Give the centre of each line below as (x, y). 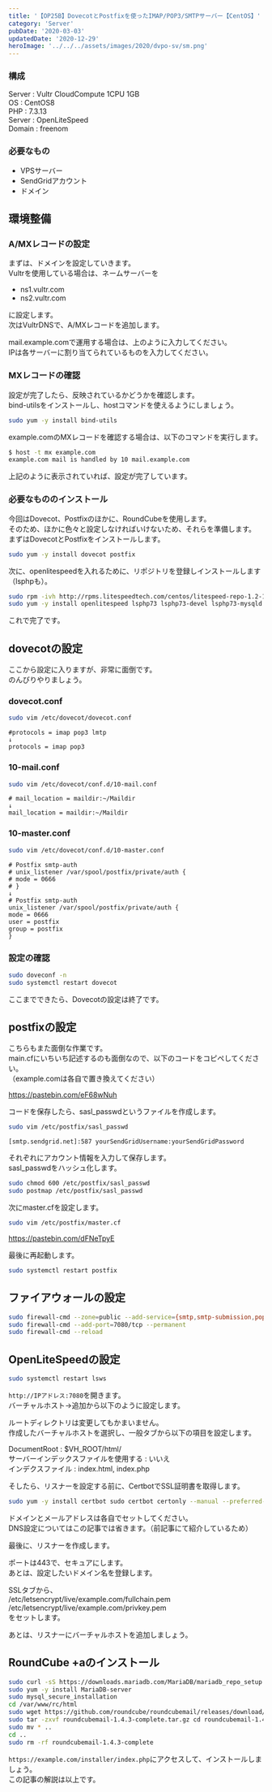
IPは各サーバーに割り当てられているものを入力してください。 (110, 352)
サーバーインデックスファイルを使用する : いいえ (89, 1458)
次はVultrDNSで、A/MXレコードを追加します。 (86, 325)
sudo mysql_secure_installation (63, 1697)
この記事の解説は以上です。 (54, 1779)
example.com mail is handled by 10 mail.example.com (99, 460)
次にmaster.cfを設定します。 (56, 1207)
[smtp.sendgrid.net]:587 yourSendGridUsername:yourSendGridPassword (126, 1142)
